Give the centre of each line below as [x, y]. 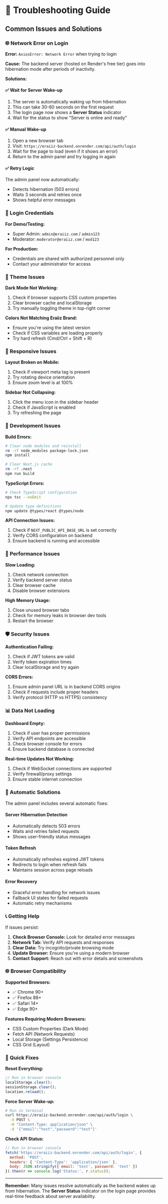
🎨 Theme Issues [25, 277]
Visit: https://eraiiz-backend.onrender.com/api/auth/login [74, 146]
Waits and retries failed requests [46, 831]
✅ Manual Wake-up [26, 129]
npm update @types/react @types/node [44, 511]
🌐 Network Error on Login [37, 43]
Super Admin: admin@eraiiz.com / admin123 [56, 233]
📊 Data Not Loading [30, 710]
